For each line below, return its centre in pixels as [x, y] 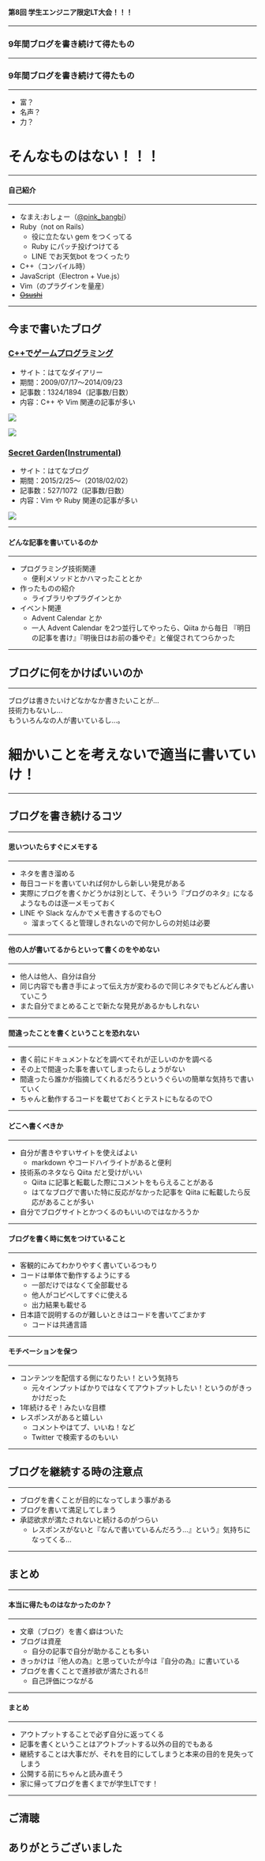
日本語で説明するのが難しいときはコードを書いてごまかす [113, 1314]
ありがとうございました [65, 1847]
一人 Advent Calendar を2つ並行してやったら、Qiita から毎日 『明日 [141, 628]
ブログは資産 [40, 1641]
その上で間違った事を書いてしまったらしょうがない [102, 1069]
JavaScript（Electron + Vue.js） [72, 276]
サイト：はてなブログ [54, 470]
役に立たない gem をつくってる [82, 236]
